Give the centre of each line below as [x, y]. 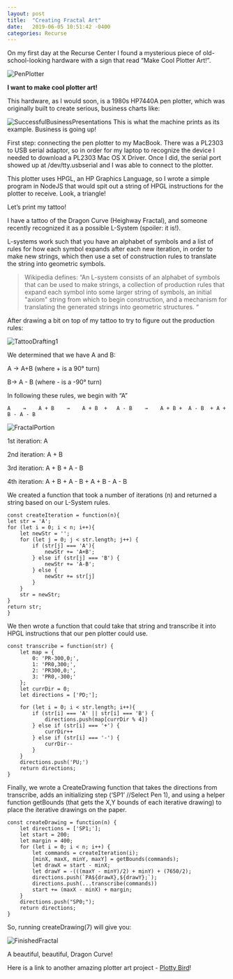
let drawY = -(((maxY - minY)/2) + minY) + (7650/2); [112, 871]
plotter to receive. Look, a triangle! [57, 193]
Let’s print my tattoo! [37, 207]
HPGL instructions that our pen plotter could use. [78, 633]
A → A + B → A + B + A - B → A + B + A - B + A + [117, 408]
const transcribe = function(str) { [60, 647]
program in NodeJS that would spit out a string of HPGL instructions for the [115, 186]
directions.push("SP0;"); [58, 902]
